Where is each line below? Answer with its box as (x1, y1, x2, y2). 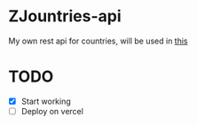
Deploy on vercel (20, 105, 83, 116)
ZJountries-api (8, 6, 122, 27)
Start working (20, 96, 72, 106)
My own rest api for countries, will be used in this (8, 35, 188, 46)
